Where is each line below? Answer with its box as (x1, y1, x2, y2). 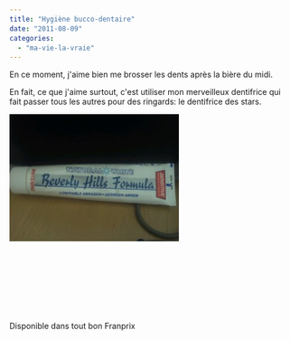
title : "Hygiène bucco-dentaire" (9, 14, 136, 24)
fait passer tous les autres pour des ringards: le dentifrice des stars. (9, 96, 262, 108)
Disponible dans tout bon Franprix (9, 321, 136, 332)
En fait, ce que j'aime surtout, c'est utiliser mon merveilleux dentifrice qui (9, 87, 282, 98)
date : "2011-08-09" (9, 24, 83, 33)
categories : (9, 33, 54, 42)
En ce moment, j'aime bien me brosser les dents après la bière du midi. (9, 69, 274, 80)
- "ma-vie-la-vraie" (17, 43, 95, 52)
